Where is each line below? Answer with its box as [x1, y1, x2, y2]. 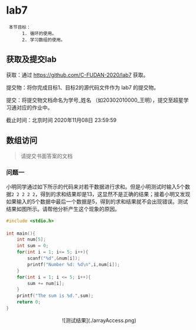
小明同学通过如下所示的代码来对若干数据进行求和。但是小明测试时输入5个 [6, 183, 185, 190]
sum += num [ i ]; [27, 280, 65, 286]
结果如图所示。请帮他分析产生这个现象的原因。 [6, 205, 120, 212]
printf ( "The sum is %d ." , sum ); [17, 293, 94, 299]
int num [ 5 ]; [17, 236, 46, 243]
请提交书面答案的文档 [20, 152, 73, 159]
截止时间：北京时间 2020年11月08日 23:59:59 [6, 116, 117, 123]
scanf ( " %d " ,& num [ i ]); [27, 255, 81, 261]
